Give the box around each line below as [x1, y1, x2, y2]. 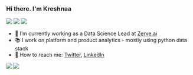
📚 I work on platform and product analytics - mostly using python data [14, 37, 188, 44]
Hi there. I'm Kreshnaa [6, 5, 72, 13]
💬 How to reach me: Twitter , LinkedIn [14, 52, 104, 59]
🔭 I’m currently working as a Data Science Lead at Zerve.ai [14, 30, 158, 37]
